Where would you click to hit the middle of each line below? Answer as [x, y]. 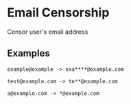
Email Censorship [58, 13]
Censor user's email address [48, 32]
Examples [28, 53]
